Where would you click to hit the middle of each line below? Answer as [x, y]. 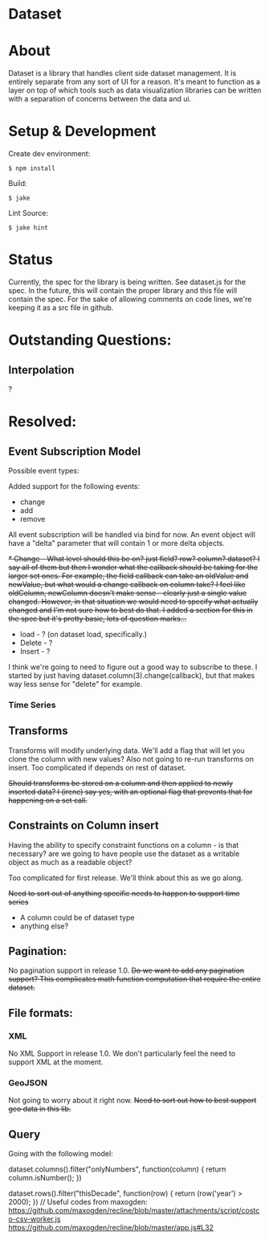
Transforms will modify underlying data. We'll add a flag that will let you [126, 750]
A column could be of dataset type [77, 917]
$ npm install [32, 169]
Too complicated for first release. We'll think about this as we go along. [126, 878]
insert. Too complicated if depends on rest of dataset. [97, 767]
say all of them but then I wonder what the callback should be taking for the [133, 567]
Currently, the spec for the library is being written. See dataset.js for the [127, 282]
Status [31, 260]
